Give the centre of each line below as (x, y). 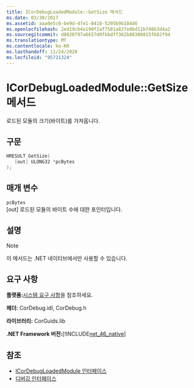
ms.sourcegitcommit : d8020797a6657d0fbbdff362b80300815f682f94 (88, 35)
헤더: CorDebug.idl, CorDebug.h (46, 308)
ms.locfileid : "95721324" (39, 57)
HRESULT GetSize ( (28, 156)
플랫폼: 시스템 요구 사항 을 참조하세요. (50, 295)
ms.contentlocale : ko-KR (38, 46)
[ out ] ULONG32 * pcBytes (45, 162)
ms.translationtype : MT (37, 40)
